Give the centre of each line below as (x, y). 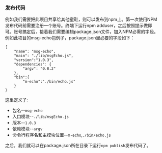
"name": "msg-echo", (35, 52)
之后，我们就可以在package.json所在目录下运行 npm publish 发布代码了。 (78, 146)
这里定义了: (17, 100)
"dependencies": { (33, 64)
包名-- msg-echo (27, 110)
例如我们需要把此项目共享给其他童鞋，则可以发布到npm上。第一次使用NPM (81, 19)
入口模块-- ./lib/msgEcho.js (40, 117)
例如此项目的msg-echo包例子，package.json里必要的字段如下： (70, 38)
